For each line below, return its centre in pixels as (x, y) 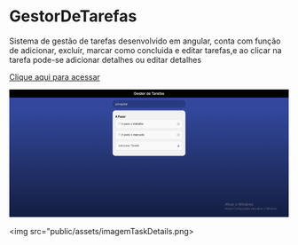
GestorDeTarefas (73, 16)
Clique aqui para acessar (55, 76)
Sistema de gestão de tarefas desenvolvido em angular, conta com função (145, 41)
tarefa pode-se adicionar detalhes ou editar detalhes (106, 59)
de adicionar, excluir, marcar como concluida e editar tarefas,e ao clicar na (145, 50)
